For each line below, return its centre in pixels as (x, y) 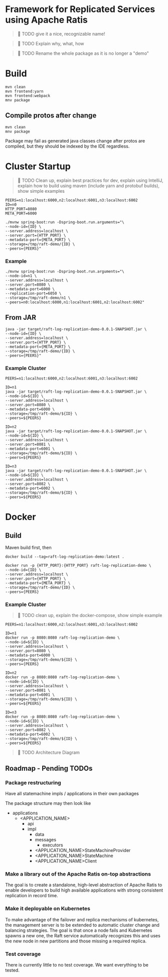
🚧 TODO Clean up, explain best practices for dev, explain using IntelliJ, (90, 180)
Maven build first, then (28, 548)
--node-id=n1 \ (21, 276)
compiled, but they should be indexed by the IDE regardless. (67, 146)
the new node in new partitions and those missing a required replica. (76, 941)
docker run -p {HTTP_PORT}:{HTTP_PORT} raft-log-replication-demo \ (78, 566)
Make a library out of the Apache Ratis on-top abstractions (78, 874)
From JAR (21, 318)
